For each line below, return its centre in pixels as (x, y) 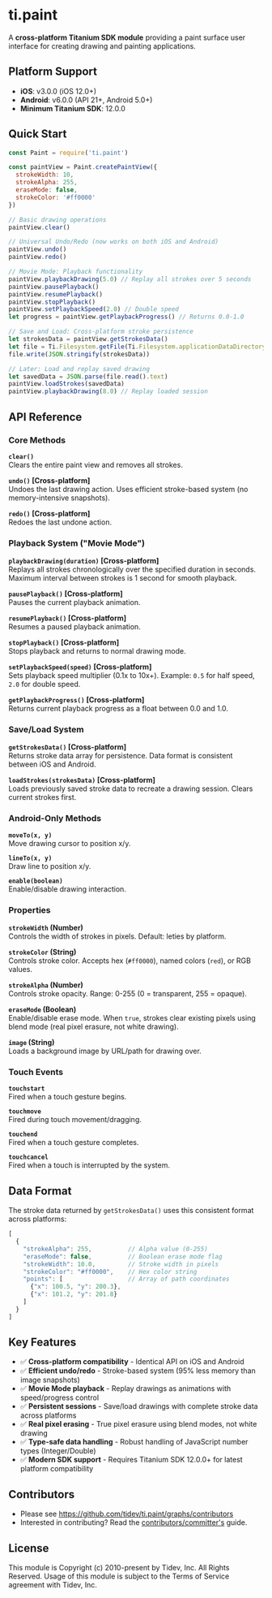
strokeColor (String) (42, 952)
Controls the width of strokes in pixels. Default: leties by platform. (117, 936)
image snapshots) (50, 1380)
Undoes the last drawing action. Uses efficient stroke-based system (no (128, 489)
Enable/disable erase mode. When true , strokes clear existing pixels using (132, 1018)
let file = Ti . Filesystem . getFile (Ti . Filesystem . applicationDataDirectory (137, 347)
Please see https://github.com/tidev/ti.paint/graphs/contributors (127, 1514)
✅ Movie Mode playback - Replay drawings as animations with (125, 1389)
